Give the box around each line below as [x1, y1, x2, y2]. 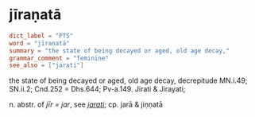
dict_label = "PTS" [9, 32, 74, 40]
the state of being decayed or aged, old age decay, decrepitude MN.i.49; [9, 76, 248, 85]
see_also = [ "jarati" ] [9, 61, 84, 69]
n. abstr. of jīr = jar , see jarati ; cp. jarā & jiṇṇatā [9, 99, 164, 109]
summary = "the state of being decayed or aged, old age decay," [9, 46, 230, 55]
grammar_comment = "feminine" [9, 54, 110, 62]
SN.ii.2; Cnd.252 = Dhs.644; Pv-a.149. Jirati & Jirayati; [9, 84, 186, 94]
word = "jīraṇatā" [9, 39, 70, 47]
